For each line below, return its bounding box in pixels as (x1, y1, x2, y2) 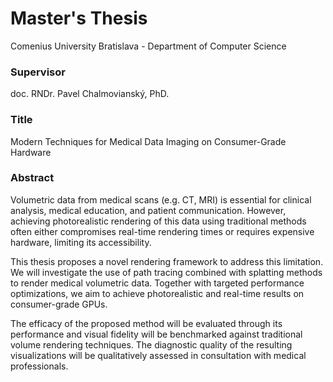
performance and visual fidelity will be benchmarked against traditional (10, 328, 303, 340)
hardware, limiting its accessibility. (10, 236, 152, 248)
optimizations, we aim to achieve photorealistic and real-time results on (10, 287, 305, 299)
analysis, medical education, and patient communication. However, (10, 204, 287, 216)
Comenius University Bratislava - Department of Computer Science (10, 40, 287, 52)
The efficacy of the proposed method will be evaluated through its (10, 317, 283, 329)
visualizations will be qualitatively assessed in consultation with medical (10, 349, 307, 361)
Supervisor (10, 65, 66, 79)
